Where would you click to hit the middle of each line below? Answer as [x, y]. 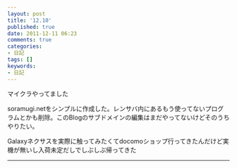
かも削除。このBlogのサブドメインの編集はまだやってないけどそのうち [128, 117]
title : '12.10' [30, 20]
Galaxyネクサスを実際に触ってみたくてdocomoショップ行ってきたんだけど [115, 141]
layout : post [26, 14]
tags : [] [20, 60]
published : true [31, 27]
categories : [25, 46]
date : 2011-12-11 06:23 [42, 33]
